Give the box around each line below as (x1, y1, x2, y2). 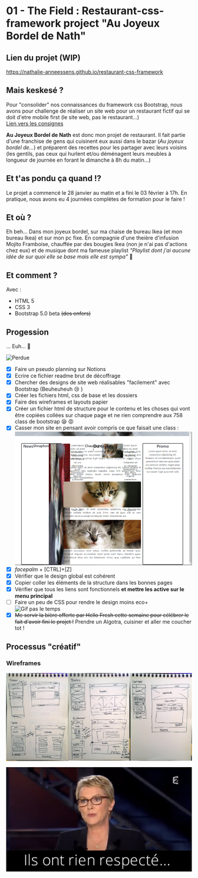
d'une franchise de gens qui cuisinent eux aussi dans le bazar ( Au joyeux (6, 137, 184, 145)
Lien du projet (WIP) (6, 53, 81, 63)
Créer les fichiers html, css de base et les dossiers (14, 392, 137, 399)
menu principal (14, 592, 53, 599)
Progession (6, 327, 49, 337)
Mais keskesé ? (6, 86, 64, 96)
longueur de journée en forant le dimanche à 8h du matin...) (6, 156, 151, 163)
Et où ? (6, 212, 32, 222)
